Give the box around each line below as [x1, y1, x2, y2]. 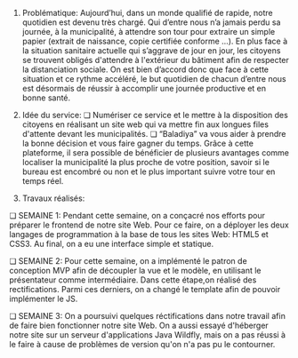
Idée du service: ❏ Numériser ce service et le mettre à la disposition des [21, 110, 289, 120]
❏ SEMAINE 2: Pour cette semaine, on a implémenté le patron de [9, 256, 247, 266]
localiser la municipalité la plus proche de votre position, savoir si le [21, 157, 270, 167]
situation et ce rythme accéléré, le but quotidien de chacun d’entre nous [21, 74, 286, 84]
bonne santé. [21, 92, 71, 103]
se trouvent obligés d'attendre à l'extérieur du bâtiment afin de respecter [21, 55, 289, 65]
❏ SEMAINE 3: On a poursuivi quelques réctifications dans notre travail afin [9, 311, 286, 321]
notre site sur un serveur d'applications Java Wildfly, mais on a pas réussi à [9, 330, 286, 340]
